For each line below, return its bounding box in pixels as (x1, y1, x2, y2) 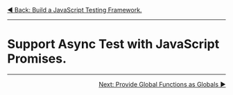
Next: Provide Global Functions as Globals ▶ (98, 80, 226, 88)
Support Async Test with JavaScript (7, 36, 220, 52)
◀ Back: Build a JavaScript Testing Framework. (7, 6, 142, 14)
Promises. (7, 51, 67, 67)
